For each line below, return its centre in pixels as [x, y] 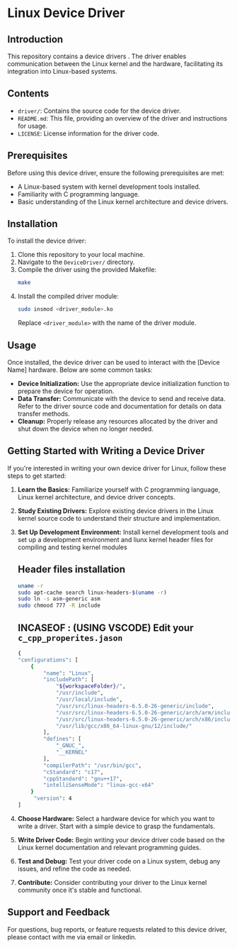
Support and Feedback [59, 912]
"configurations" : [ [48, 660]
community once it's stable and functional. [80, 890]
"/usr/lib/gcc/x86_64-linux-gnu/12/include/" [124, 726]
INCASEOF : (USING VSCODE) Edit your [105, 628]
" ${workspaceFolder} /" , [91, 686]
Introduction [35, 39]
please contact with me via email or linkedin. [72, 937]
